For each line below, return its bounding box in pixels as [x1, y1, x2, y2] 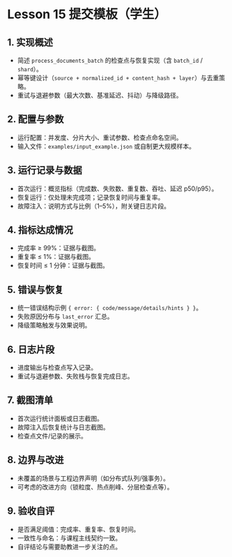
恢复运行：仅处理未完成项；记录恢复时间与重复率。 [17, 193, 164, 201]
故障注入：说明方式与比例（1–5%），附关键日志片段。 [17, 202, 171, 210]
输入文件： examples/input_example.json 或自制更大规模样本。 [17, 142, 196, 150]
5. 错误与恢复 [7, 283, 64, 295]
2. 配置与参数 [7, 113, 64, 126]
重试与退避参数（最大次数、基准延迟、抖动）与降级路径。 [17, 91, 183, 99]
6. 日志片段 [7, 343, 55, 355]
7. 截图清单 [7, 394, 54, 406]
